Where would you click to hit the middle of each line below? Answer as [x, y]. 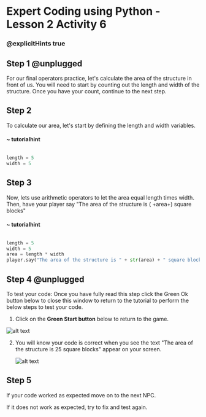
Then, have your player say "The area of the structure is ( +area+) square [99, 204]
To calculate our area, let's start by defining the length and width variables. [101, 125]
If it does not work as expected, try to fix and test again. [77, 407]
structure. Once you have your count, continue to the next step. [86, 91]
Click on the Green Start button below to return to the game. [92, 319]
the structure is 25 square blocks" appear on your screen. [88, 349]
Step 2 [19, 111]
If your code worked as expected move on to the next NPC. [81, 395]
